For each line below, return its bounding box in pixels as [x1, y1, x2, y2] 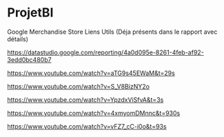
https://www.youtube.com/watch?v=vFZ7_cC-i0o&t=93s [7, 122, 167, 130]
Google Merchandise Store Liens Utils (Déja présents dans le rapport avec [7, 28, 218, 36]
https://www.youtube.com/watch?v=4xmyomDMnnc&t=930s [7, 109, 181, 117]
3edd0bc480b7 [7, 55, 52, 63]
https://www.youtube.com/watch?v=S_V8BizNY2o [7, 82, 150, 90]
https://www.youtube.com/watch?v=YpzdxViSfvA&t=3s [7, 95, 164, 104]
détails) [7, 34, 29, 43]
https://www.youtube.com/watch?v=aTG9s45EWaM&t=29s [7, 69, 176, 77]
